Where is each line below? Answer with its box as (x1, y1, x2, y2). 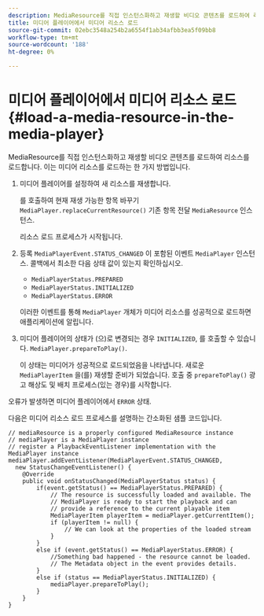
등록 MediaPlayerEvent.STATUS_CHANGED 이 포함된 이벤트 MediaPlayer (19, 249, 235, 258)
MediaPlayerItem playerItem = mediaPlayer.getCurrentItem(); (49, 511, 255, 519)
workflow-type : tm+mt (8, 33, 79, 42)
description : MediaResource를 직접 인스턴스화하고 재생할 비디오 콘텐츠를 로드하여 (8, 11, 250, 20)
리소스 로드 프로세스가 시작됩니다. (19, 231, 123, 241)
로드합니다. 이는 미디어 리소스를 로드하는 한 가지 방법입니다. (8, 162, 191, 172)
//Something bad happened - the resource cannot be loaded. (49, 552, 251, 561)
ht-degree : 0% (8, 48, 55, 56)
